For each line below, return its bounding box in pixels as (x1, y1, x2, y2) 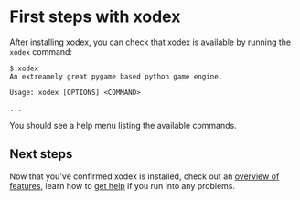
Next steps (9, 146, 73, 162)
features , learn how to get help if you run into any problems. (9, 180, 236, 191)
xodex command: (9, 46, 73, 57)
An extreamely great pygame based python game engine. (9, 71, 223, 81)
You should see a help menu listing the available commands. (9, 120, 237, 131)
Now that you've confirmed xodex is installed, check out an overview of (9, 171, 280, 182)
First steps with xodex (9, 6, 181, 27)
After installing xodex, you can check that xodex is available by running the (9, 37, 292, 47)
